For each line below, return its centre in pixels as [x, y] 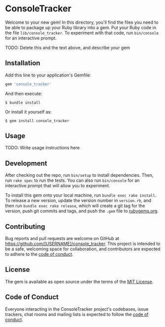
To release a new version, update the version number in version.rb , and [78, 201]
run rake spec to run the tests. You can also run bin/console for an [72, 180]
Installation [23, 63]
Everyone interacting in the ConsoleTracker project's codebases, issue [77, 309]
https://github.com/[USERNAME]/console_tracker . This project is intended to [83, 244]
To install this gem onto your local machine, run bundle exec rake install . [81, 195]
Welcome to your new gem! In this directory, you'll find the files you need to [82, 22]
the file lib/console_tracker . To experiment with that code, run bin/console [82, 33]
